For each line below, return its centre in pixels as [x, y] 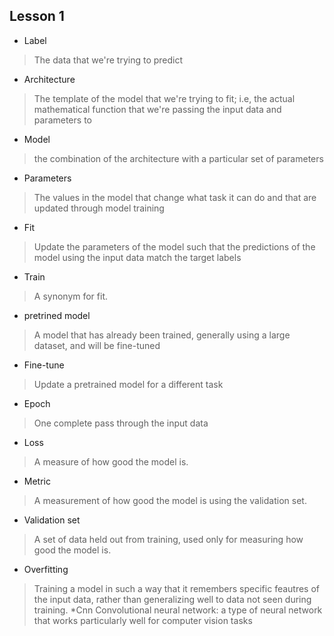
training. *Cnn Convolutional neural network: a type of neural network [178, 610]
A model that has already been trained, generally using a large [162, 335]
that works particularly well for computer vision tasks [143, 620]
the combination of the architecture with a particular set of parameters [178, 158]
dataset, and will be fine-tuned [97, 345]
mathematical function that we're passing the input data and [157, 109]
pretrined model [57, 315]
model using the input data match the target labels [137, 257]
